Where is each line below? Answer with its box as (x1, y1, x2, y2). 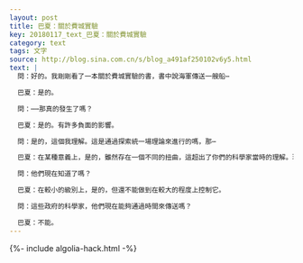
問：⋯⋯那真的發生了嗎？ (17, 104, 93, 113)
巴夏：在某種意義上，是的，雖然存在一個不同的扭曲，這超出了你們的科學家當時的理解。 (17, 153, 293, 162)
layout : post (9, 13, 59, 23)
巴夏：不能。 (17, 218, 59, 227)
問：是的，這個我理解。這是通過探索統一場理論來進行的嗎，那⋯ (17, 137, 216, 146)
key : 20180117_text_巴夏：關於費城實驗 (9, 30, 147, 39)
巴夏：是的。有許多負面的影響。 (17, 121, 119, 130)
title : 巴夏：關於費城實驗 (9, 22, 99, 31)
